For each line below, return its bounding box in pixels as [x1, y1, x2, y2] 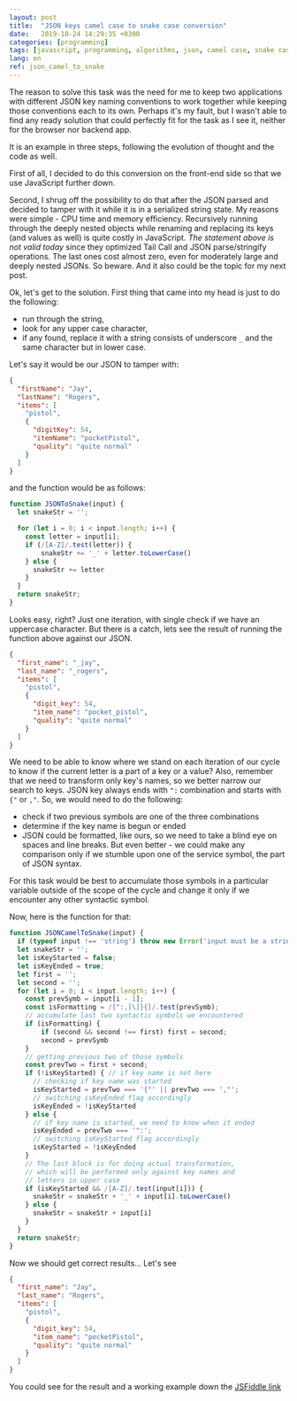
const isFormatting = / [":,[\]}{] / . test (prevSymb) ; [25, 1002, 219, 1012]
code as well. [9, 151, 57, 161]
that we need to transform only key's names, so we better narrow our [9, 776, 262, 786]
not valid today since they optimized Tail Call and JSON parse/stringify [9, 241, 267, 252]
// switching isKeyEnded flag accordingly [32, 1093, 192, 1103]
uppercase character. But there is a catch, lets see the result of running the [9, 623, 283, 634]
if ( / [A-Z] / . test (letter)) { [25, 540, 133, 549]
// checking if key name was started [32, 1077, 172, 1086]
